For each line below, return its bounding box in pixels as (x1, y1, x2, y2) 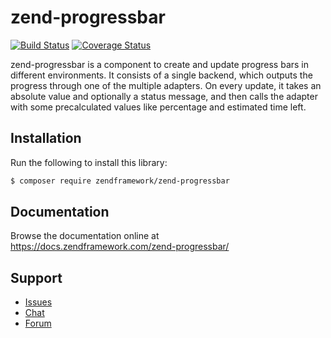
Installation (10, 130, 82, 147)
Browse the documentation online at (10, 230, 160, 242)
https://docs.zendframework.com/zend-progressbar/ (10, 241, 230, 253)
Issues (24, 296, 53, 308)
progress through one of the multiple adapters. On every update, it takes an (10, 79, 322, 91)
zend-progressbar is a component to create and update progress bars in (10, 58, 310, 70)
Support (10, 269, 63, 286)
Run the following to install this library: (10, 156, 168, 168)
